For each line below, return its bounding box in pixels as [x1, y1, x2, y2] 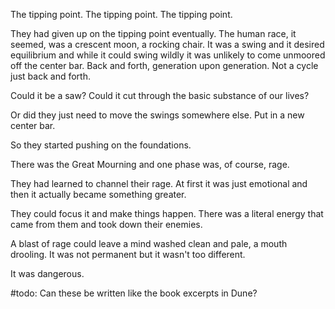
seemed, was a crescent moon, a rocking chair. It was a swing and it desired [10, 39, 325, 50]
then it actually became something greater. [10, 189, 187, 200]
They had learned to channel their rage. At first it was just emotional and [10, 178, 308, 189]
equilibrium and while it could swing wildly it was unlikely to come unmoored [10, 49, 326, 61]
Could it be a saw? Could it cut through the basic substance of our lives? [10, 90, 310, 101]
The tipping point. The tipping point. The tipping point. [10, 9, 233, 20]
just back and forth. [10, 70, 91, 82]
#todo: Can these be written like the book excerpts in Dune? [10, 287, 258, 299]
